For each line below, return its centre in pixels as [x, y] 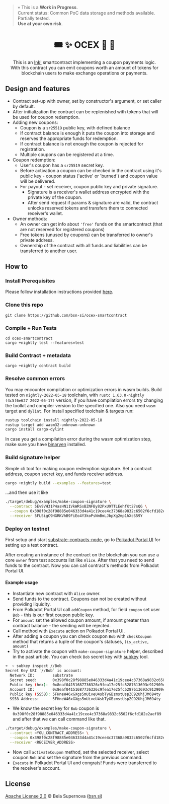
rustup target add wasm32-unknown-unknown [50, 425]
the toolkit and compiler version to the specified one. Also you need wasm [80, 405]
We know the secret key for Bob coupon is [56, 708]
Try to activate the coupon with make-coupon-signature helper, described [88, 651]
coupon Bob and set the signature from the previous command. [77, 757]
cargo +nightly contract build [38, 366]
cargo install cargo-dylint [35, 429]
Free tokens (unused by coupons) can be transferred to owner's [87, 235]
